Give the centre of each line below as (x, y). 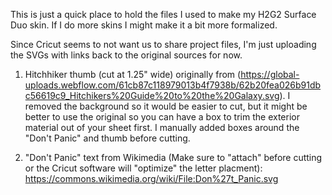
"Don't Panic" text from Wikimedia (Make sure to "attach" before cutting (173, 157)
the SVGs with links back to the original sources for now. (126, 55)
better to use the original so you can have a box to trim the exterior (162, 117)
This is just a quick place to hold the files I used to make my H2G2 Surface (163, 14)
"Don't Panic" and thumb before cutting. (107, 138)
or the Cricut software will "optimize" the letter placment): (143, 168)
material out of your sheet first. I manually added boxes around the (162, 127)
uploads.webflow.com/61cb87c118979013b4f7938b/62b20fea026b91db (173, 85)
